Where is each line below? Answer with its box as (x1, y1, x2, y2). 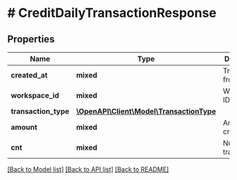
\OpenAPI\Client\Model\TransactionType (76, 107, 217, 116)
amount (11, 122, 37, 132)
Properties (7, 33, 55, 45)
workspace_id (11, 90, 59, 100)
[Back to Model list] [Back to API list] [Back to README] (7, 165, 169, 174)
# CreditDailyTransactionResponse (7, 5, 217, 21)
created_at (11, 71, 48, 80)
